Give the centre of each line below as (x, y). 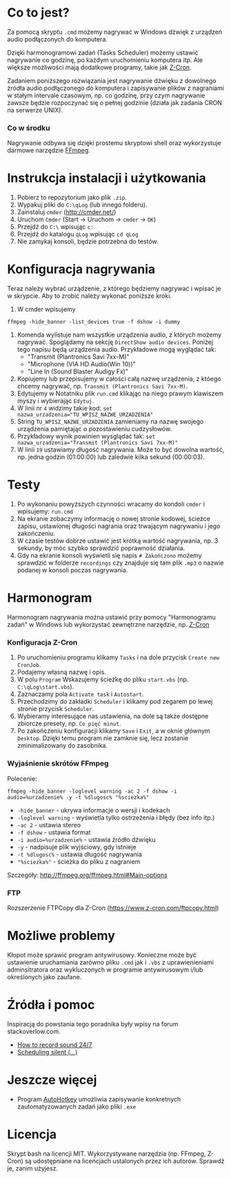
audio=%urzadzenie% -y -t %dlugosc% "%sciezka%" (78, 797)
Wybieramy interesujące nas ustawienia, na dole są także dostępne (113, 716)
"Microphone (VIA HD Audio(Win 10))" (81, 364)
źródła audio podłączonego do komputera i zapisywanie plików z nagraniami (115, 88)
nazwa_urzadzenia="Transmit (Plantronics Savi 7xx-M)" (98, 443)
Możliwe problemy (61, 936)
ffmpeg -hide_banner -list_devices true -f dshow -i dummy (94, 322)
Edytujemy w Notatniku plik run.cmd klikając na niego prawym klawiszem (120, 394)
